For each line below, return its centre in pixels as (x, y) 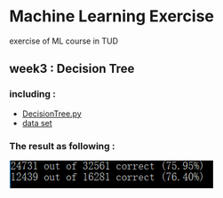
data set (37, 123)
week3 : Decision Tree (72, 69)
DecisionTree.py (52, 114)
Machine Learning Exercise (112, 16)
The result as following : (62, 146)
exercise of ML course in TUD (64, 41)
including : (32, 94)
